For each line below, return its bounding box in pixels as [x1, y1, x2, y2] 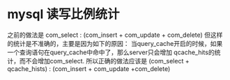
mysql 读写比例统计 [7, 6, 120, 22]
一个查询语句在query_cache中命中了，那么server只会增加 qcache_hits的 [7, 48, 215, 56]
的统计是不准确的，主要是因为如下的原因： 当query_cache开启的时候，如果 [7, 39, 223, 47]
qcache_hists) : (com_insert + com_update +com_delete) [7, 64, 171, 73]
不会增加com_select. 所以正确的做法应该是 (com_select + [25, 56, 190, 65]
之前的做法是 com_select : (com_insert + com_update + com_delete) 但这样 [7, 31, 223, 39]
